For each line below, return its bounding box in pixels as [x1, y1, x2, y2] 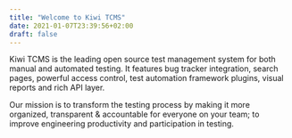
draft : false [9, 29, 58, 38]
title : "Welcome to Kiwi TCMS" [9, 12, 126, 22]
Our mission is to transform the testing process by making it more [9, 100, 250, 110]
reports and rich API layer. [9, 82, 105, 93]
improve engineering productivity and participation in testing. [9, 118, 235, 129]
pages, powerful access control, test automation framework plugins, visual [9, 73, 284, 84]
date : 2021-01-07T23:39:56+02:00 [9, 21, 134, 30]
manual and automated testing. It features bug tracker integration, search [9, 63, 279, 74]
